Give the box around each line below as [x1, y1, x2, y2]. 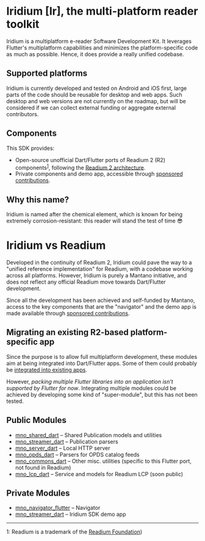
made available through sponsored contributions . [6, 309, 130, 317]
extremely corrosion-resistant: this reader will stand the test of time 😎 [6, 217, 183, 224]
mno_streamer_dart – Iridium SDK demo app [15, 510, 126, 518]
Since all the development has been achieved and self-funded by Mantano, [6, 296, 195, 304]
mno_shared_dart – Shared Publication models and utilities [15, 431, 162, 438]
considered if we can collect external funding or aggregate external [6, 104, 176, 111]
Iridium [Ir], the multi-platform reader [6, 4, 198, 18]
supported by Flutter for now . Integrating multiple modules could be [6, 384, 177, 392]
